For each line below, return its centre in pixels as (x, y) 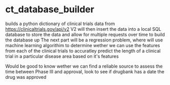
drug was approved (26, 77)
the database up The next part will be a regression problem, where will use (84, 40)
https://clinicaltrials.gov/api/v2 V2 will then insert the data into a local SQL (83, 29)
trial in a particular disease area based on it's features (62, 56)
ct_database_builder (50, 9)
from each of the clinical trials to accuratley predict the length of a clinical (83, 51)
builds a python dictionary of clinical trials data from (60, 24)
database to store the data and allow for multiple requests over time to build (85, 34)
